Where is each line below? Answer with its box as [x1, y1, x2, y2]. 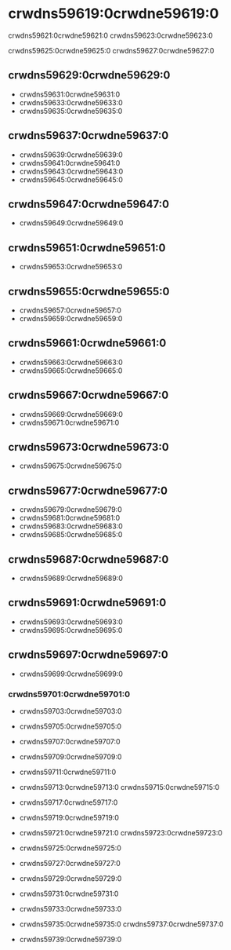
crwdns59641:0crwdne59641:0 [19, 158, 121, 167]
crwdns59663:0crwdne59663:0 [19, 357, 123, 367]
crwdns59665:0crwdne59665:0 [19, 366, 123, 375]
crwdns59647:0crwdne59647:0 [8, 197, 170, 210]
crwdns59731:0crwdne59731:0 [19, 889, 119, 898]
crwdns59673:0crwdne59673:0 [8, 440, 170, 454]
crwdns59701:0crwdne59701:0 [8, 689, 131, 700]
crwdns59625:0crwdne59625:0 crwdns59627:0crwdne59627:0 [8, 46, 215, 55]
